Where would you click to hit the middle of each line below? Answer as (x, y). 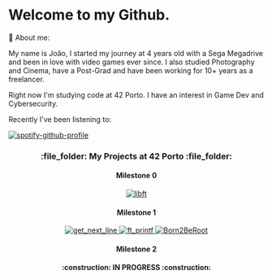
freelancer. (26, 79)
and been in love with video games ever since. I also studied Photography (132, 62)
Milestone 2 (136, 249)
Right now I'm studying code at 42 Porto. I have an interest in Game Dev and (136, 94)
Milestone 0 (136, 176)
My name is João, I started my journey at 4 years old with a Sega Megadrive (136, 53)
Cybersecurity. (33, 103)
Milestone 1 (136, 212)
